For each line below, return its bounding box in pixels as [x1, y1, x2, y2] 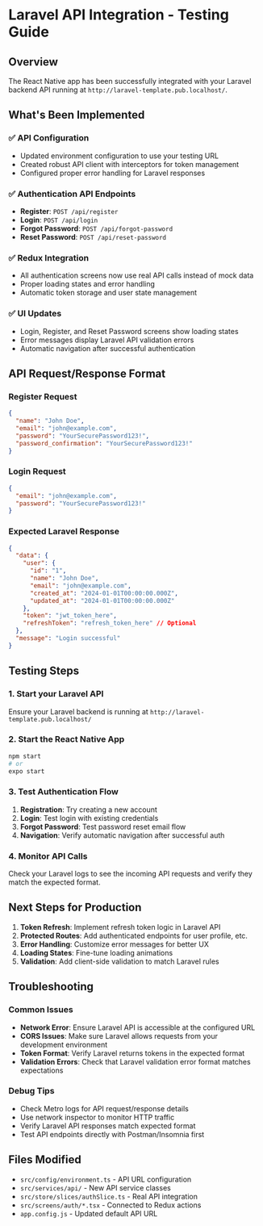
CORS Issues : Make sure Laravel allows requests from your [19, 1031, 218, 1040]
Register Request [8, 391, 78, 402]
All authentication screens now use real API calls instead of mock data [19, 270, 254, 280]
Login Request [8, 466, 66, 477]
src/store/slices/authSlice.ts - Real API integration [19, 1191, 198, 1201]
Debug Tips [8, 1086, 55, 1097]
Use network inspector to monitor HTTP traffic [19, 1112, 175, 1122]
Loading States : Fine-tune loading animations [19, 948, 173, 957]
